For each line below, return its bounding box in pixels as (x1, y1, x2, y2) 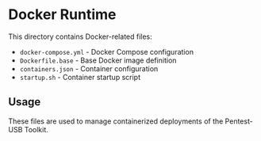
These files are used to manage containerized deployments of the (8, 116, 224, 126)
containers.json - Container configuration (19, 63, 159, 73)
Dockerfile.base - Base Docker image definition (19, 55, 177, 65)
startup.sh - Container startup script (19, 72, 141, 82)
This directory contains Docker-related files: (8, 32, 152, 41)
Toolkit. (24, 124, 49, 134)
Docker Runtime (8, 6, 117, 24)
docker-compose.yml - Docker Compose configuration (19, 47, 194, 56)
